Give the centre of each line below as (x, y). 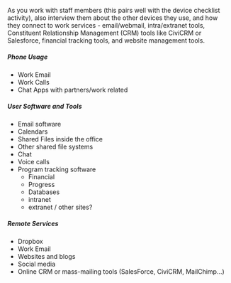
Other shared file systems (55, 146)
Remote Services (33, 223)
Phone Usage (28, 57)
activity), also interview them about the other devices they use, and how (113, 18)
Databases (44, 192)
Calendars (33, 132)
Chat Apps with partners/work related (73, 90)
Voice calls (33, 161)
